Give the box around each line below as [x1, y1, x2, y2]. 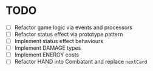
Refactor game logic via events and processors [14, 24, 133, 31]
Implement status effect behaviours [14, 38, 104, 45]
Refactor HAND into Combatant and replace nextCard [14, 58, 148, 66]
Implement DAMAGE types [14, 44, 81, 52]
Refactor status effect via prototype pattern [14, 31, 123, 38]
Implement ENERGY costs [14, 51, 80, 58]
